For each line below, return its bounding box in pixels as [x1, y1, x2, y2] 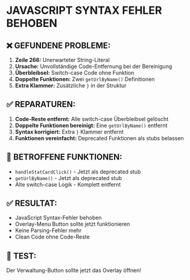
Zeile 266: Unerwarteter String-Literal [14, 57, 110, 63]
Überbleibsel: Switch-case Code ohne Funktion [14, 69, 135, 76]
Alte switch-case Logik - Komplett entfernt [14, 181, 121, 188]
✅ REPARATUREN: [6, 99, 76, 110]
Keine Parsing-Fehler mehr [14, 227, 82, 234]
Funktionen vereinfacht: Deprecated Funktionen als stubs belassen [14, 134, 184, 142]
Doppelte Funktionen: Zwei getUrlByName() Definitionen [14, 76, 155, 82]
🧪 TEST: [6, 250, 37, 261]
